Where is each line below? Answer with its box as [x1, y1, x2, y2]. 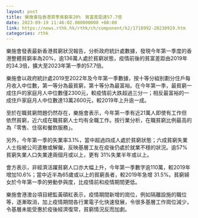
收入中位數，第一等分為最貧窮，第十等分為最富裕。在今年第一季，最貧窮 [11, 82, 187, 89]
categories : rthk [6, 31, 49, 37]
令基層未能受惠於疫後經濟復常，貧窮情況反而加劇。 [6, 206, 130, 213]
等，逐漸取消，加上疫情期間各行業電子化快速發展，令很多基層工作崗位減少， [6, 199, 192, 206]
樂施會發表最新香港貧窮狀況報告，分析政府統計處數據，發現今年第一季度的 [6, 48, 187, 55]
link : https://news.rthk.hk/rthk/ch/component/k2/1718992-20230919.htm [6, 25, 186, 31]
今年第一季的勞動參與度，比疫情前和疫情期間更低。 [16, 179, 140, 186]
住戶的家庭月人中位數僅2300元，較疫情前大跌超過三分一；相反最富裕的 [11, 90, 184, 97]
